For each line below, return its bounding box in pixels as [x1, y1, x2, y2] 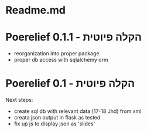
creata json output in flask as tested [13, 114, 101, 121]
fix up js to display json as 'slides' [13, 120, 95, 127]
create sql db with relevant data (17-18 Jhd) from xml [13, 108, 142, 115]
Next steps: [5, 97, 33, 104]
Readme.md [5, 4, 66, 17]
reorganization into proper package [13, 50, 100, 57]
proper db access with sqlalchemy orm [13, 56, 109, 64]
